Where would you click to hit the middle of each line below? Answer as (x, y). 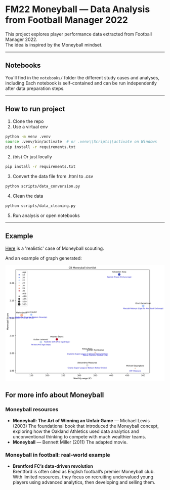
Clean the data (28, 196)
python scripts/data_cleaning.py (40, 206)
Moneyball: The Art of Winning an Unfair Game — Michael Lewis (81, 420)
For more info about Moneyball (55, 395)
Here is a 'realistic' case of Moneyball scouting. (55, 248)
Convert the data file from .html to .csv (53, 176)
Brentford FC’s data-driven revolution (53, 466)
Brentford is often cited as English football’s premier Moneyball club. (84, 471)
